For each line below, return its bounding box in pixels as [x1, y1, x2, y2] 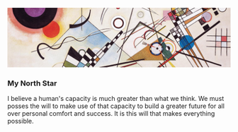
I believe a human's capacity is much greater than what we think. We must [7, 95, 225, 103]
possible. [7, 117, 34, 126]
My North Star [7, 78, 57, 88]
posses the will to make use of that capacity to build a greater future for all [7, 102, 225, 110]
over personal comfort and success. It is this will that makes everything [7, 109, 215, 118]
